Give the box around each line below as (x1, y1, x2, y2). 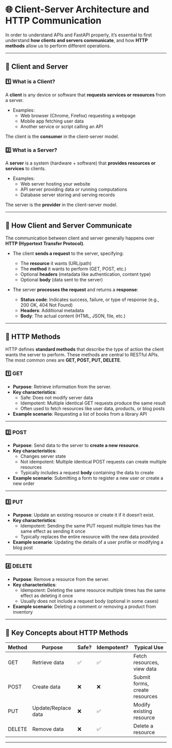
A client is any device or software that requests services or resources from (5, 91, 166, 98)
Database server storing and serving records (20, 191, 115, 198)
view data (133, 665, 157, 672)
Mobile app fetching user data (20, 118, 84, 124)
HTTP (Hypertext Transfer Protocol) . (5, 240, 84, 247)
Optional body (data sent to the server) (20, 276, 103, 282)
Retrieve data (32, 659, 64, 666)
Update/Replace (32, 704, 72, 711)
